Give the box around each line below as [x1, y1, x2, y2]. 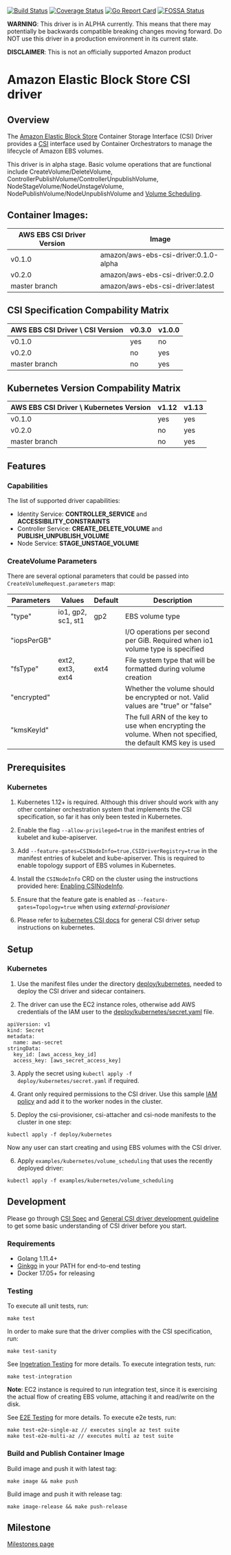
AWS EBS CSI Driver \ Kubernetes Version [10, 403, 151, 413]
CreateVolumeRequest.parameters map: [7, 579, 115, 588]
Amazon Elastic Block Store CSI [7, 72, 190, 87]
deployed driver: [16, 1164, 64, 1172]
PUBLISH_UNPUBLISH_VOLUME [16, 532, 110, 540]
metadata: [7, 1033, 36, 1040]
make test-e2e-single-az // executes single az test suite [7, 1427, 180, 1434]
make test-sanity [7, 1348, 57, 1355]
